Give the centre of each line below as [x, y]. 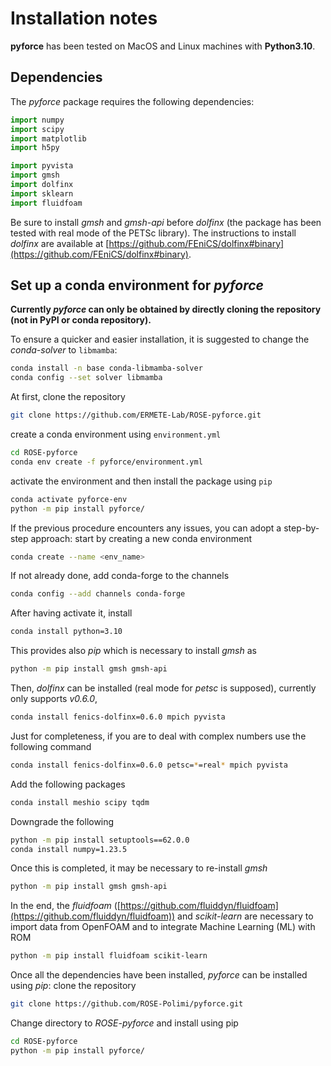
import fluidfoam [46, 203]
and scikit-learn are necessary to [245, 916]
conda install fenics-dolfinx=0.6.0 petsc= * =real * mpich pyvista [149, 765]
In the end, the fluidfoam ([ [65, 906]
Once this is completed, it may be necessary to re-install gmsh [139, 868]
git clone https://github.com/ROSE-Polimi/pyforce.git [127, 1004]
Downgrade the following [62, 821]
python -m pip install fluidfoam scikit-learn [109, 956]
